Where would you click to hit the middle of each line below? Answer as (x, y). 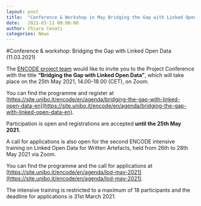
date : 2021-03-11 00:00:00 (42, 23)
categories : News (28, 34)
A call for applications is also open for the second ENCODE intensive (91, 142)
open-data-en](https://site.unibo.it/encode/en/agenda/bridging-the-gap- (96, 106)
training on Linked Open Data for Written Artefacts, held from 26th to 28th (97, 148)
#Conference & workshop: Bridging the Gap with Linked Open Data (89, 51)
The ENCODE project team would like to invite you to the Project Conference (100, 69)
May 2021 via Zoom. (31, 154)
